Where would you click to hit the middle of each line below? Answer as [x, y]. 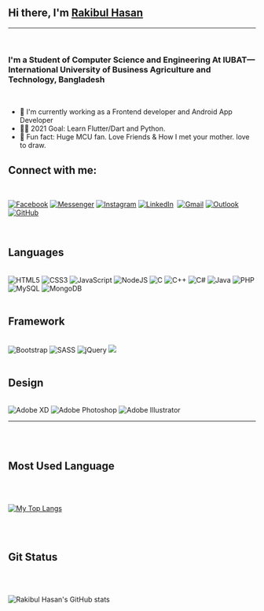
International [33, 69]
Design [26, 382]
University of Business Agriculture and [136, 69]
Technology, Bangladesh [57, 80]
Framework [37, 322]
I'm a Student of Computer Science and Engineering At [115, 60]
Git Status [33, 557]
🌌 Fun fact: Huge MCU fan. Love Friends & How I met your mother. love [134, 137]
